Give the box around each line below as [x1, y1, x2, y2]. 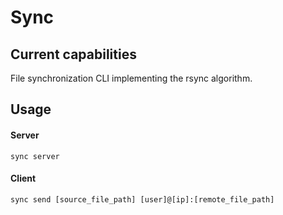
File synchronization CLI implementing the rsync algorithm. [10, 72, 253, 84]
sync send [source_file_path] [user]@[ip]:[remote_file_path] [10, 194, 275, 205]
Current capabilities [10, 46, 137, 63]
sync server [10, 151, 60, 161]
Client [10, 172, 37, 185]
